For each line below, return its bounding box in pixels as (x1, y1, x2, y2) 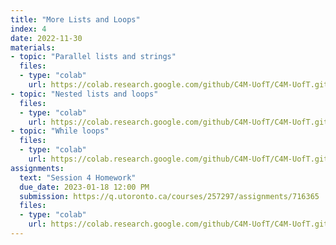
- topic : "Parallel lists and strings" (10, 52, 177, 62)
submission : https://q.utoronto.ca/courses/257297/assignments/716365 (19, 191, 320, 201)
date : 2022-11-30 (10, 33, 83, 43)
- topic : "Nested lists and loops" (10, 89, 159, 99)
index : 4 (10, 24, 47, 34)
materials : (10, 42, 56, 53)
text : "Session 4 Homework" (19, 172, 137, 183)
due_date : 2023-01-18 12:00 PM (19, 182, 150, 192)
